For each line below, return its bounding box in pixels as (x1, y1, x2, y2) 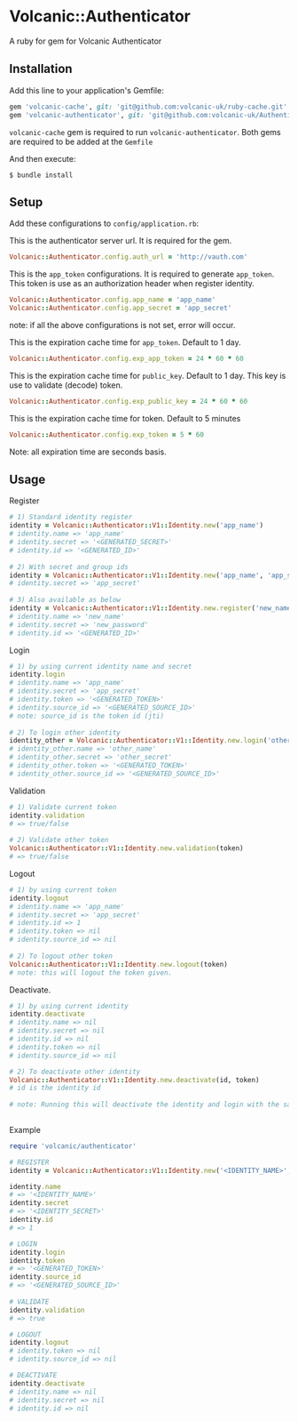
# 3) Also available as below (9, 596, 122, 605)
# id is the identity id (9, 1083, 101, 1093)
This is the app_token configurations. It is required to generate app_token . (9, 269, 275, 279)
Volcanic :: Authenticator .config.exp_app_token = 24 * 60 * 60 (9, 354, 244, 363)
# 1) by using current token (9, 885, 117, 895)
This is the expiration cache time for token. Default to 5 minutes (9, 413, 241, 423)
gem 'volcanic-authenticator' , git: (9, 110, 145, 119)
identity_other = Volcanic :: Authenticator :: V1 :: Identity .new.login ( (9, 736, 268, 745)
